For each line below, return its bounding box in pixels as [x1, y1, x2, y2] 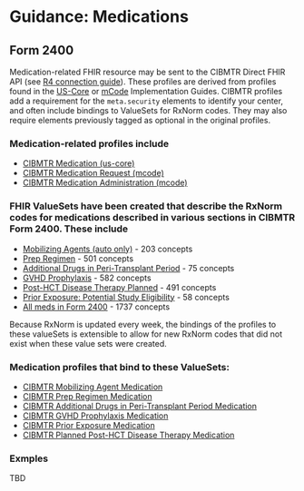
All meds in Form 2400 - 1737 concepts [22, 301, 171, 312]
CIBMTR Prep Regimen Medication [22, 390, 152, 401]
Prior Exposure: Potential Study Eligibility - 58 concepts [22, 291, 230, 302]
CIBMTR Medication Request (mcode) [22, 168, 165, 179]
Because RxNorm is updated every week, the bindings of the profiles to [9, 319, 277, 329]
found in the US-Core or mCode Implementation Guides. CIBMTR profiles [9, 86, 283, 96]
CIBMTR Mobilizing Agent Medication [22, 381, 163, 392]
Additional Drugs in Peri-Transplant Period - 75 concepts [22, 262, 235, 273]
